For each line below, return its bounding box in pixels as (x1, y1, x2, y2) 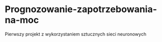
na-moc (5, 14, 39, 26)
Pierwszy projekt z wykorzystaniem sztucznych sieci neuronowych (5, 31, 147, 37)
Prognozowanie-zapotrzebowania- (5, 4, 157, 15)
